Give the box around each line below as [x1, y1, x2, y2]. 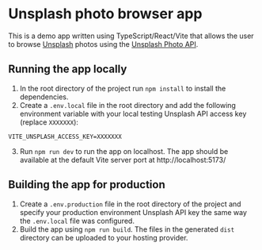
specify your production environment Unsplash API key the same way [19, 207, 248, 217]
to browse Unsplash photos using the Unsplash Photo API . [8, 39, 199, 48]
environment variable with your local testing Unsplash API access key [19, 109, 247, 118]
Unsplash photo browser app [8, 5, 203, 23]
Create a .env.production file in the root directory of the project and [19, 199, 241, 209]
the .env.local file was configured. [19, 216, 135, 225]
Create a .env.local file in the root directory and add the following [19, 100, 236, 110]
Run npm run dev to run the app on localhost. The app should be [19, 146, 229, 156]
